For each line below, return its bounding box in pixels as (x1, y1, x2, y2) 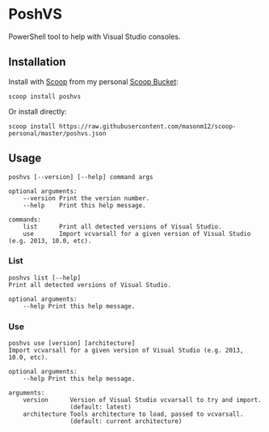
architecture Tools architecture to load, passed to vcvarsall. (23, 410, 244, 418)
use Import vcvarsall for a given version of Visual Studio (23, 229, 251, 237)
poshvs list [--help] (8, 273, 82, 282)
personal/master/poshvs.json (8, 129, 107, 138)
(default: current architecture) (69, 417, 183, 426)
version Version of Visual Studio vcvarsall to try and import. (23, 396, 263, 404)
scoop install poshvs (8, 92, 82, 101)
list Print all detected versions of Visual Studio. (23, 222, 222, 231)
